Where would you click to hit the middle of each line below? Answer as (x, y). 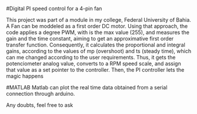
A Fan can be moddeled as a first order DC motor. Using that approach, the (97, 26)
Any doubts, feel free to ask (40, 105)
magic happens (25, 76)
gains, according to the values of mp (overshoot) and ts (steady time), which (99, 51)
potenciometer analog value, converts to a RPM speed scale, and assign (94, 63)
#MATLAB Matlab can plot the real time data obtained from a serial (87, 87)
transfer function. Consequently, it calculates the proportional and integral (96, 45)
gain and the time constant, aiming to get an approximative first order (90, 38)
